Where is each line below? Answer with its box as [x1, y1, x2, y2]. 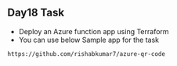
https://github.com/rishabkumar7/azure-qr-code [7, 50, 166, 57]
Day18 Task [7, 6, 64, 19]
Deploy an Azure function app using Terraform [18, 26, 169, 36]
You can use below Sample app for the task [18, 35, 160, 44]
